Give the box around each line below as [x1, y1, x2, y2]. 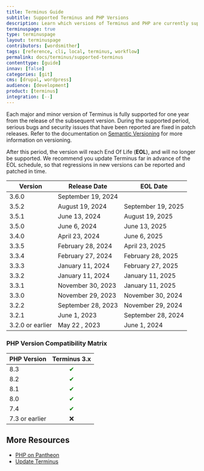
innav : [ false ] [6, 65, 45, 72]
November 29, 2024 [123, 301, 183, 309]
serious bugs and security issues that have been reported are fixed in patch [6, 123, 196, 131]
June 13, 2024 [57, 212, 101, 220]
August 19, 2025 [123, 212, 173, 220]
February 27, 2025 [123, 261, 178, 270]
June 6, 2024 [57, 222, 97, 230]
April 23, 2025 [123, 242, 166, 250]
